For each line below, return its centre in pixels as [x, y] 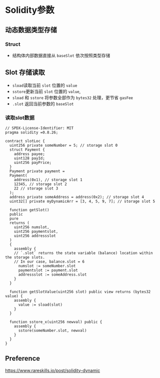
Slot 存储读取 [25, 73]
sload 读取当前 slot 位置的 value [45, 85]
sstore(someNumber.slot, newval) [52, 330]
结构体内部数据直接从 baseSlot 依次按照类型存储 [61, 55]
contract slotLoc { [25, 141]
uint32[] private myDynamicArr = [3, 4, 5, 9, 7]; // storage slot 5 [82, 201]
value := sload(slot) [40, 305]
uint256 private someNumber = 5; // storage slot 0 [64, 145]
